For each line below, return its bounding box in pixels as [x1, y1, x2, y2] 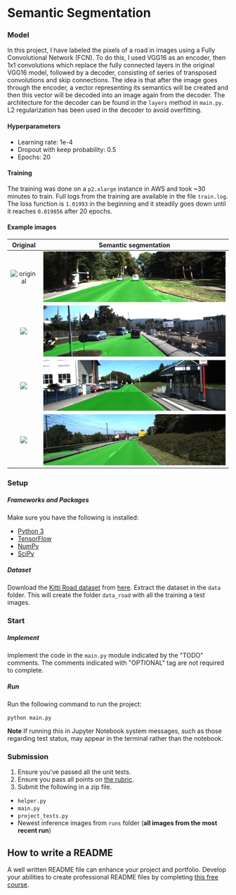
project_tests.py [17, 813, 69, 820]
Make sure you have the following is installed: [7, 513, 139, 522]
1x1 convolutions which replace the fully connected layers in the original [7, 61, 215, 70]
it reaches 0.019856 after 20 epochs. [7, 206, 112, 215]
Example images [7, 223, 57, 232]
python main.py [7, 714, 52, 721]
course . [7, 880, 29, 889]
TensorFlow [17, 534, 52, 543]
